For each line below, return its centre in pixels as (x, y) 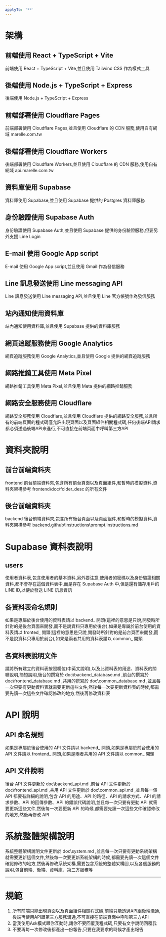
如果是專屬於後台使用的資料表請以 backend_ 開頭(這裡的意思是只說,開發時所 (83, 620)
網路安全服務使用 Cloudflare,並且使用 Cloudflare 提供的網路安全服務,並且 (79, 416)
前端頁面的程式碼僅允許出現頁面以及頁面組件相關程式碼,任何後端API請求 (87, 422)
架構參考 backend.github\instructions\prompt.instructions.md (76, 525)
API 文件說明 (24, 771)
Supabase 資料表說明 (49, 547)
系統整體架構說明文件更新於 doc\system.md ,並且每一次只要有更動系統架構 (81, 851)
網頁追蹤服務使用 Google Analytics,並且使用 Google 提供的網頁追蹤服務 (78, 356)
